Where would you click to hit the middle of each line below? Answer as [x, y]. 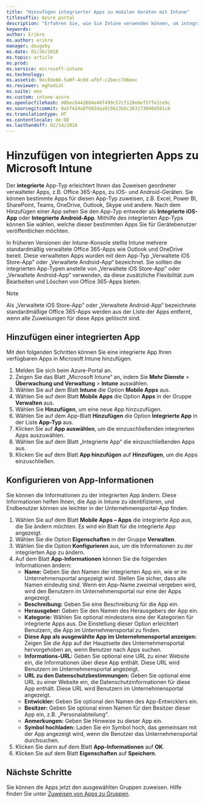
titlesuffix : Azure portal [41, 18]
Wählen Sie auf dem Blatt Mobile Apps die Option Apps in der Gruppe [103, 396]
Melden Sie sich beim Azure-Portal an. [63, 370]
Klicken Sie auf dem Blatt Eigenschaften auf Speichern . [86, 753]
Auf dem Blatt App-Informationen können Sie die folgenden [91, 558]
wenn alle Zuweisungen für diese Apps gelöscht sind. [74, 319]
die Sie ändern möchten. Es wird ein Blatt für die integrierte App [95, 526]
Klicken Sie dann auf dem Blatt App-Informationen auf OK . [90, 747]
